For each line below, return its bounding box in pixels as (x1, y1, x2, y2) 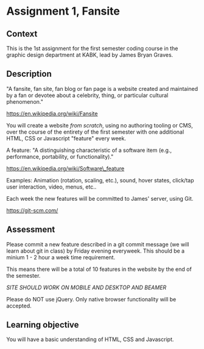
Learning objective (6, 320, 79, 330)
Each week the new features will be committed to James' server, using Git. (6, 195, 194, 202)
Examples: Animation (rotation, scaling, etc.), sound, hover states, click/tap (6, 176, 194, 184)
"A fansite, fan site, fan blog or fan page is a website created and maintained (6, 85, 199, 92)
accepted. (6, 302, 32, 309)
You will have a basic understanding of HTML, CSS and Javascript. (6, 336, 174, 343)
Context (6, 29, 38, 39)
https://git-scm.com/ (6, 206, 58, 214)
